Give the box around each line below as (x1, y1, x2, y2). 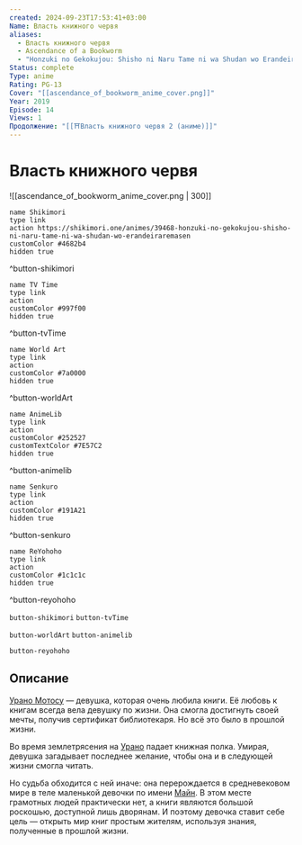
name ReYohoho (9, 546, 63, 556)
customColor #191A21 (9, 506, 87, 515)
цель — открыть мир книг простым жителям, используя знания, (9, 815, 257, 826)
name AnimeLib (9, 409, 63, 418)
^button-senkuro (9, 529, 71, 540)
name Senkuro (9, 482, 58, 491)
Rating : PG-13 (9, 80, 63, 89)
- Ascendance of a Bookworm (17, 47, 123, 56)
